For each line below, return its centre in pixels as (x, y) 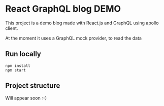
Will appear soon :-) (26, 98)
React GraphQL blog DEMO (63, 9)
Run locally (23, 54)
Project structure (33, 86)
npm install (18, 66)
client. (12, 28)
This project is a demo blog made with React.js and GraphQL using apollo (82, 23)
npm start (16, 70)
